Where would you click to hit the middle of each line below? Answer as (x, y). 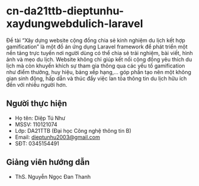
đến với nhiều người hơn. (37, 84)
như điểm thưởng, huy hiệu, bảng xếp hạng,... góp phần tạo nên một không (99, 72)
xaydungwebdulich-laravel (75, 24)
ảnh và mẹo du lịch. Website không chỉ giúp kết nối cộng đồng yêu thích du (99, 59)
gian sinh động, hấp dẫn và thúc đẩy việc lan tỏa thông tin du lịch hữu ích (97, 78)
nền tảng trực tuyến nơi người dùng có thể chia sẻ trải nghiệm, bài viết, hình (99, 53)
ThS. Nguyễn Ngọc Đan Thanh (53, 176)
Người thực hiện (37, 104)
